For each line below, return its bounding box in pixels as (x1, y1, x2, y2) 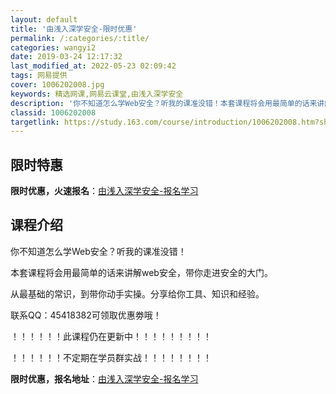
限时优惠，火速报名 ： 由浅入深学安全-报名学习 (10, 185, 199, 197)
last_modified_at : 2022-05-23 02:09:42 (10, 61, 177, 71)
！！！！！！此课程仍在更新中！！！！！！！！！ (10, 330, 212, 342)
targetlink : (10, 117, 60, 127)
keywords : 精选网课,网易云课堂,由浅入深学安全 (10, 89, 184, 99)
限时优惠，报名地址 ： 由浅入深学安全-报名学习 (10, 372, 199, 385)
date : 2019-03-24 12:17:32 (10, 52, 123, 62)
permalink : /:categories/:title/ (10, 33, 150, 43)
